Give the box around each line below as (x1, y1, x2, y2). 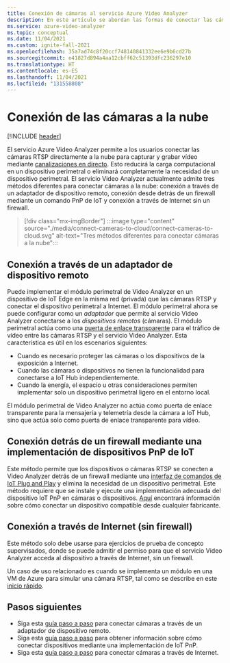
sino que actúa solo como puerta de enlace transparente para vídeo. (7, 416, 201, 424)
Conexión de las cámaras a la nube (7, 110, 209, 125)
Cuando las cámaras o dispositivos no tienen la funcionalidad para (16, 366, 205, 374)
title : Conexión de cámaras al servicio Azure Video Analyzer (7, 10, 188, 17)
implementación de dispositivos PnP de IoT (7, 447, 195, 458)
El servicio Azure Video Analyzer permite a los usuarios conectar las (7, 145, 200, 154)
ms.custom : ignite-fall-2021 (7, 42, 90, 49)
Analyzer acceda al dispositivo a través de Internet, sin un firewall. (7, 553, 194, 562)
